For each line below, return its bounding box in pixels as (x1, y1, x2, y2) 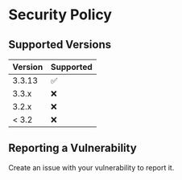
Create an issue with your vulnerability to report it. (8, 162, 175, 172)
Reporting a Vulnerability (8, 141, 137, 155)
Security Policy (8, 6, 113, 24)
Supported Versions (8, 38, 111, 51)
